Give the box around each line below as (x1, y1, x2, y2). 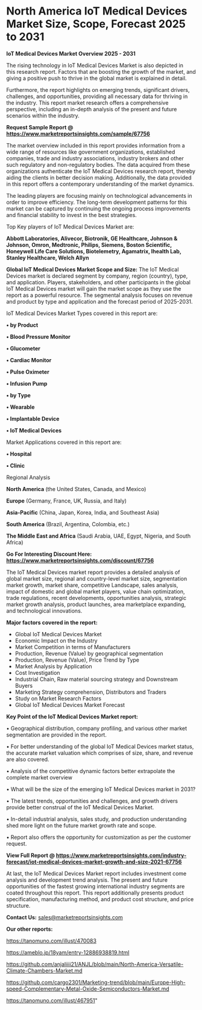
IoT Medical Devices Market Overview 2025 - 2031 (6, 50, 136, 57)
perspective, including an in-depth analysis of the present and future (6, 105, 177, 112)
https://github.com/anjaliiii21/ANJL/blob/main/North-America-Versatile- (6, 960, 184, 968)
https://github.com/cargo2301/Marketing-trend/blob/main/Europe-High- (6, 979, 186, 986)
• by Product (6, 321, 39, 328)
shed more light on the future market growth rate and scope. (6, 821, 157, 829)
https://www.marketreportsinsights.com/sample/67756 (6, 130, 151, 137)
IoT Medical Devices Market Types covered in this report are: (6, 310, 158, 317)
